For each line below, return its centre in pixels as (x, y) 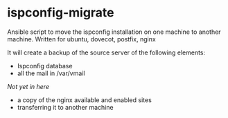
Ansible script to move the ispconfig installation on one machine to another (114, 32)
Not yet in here (28, 86)
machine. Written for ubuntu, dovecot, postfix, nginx (81, 39)
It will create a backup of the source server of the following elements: (106, 52)
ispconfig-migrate (61, 13)
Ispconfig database (45, 66)
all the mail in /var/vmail (51, 73)
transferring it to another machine (65, 107)
